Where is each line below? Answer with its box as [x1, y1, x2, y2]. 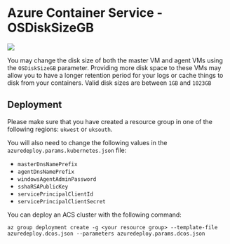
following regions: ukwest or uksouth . [7, 125, 113, 133]
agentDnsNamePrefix [17, 168, 75, 175]
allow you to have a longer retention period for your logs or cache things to [7, 71, 224, 79]
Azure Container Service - [7, 5, 163, 21]
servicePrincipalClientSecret [17, 198, 107, 205]
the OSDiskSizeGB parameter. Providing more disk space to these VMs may [7, 63, 222, 72]
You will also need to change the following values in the [7, 138, 168, 147]
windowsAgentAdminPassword [17, 175, 97, 183]
